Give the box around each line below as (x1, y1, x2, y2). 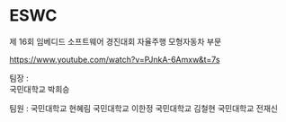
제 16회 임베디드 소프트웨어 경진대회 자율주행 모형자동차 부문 (9, 36, 222, 47)
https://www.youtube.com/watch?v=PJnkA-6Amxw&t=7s (9, 54, 220, 65)
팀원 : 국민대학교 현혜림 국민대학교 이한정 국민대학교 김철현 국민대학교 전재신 (9, 102, 279, 113)
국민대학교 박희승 (9, 83, 70, 94)
